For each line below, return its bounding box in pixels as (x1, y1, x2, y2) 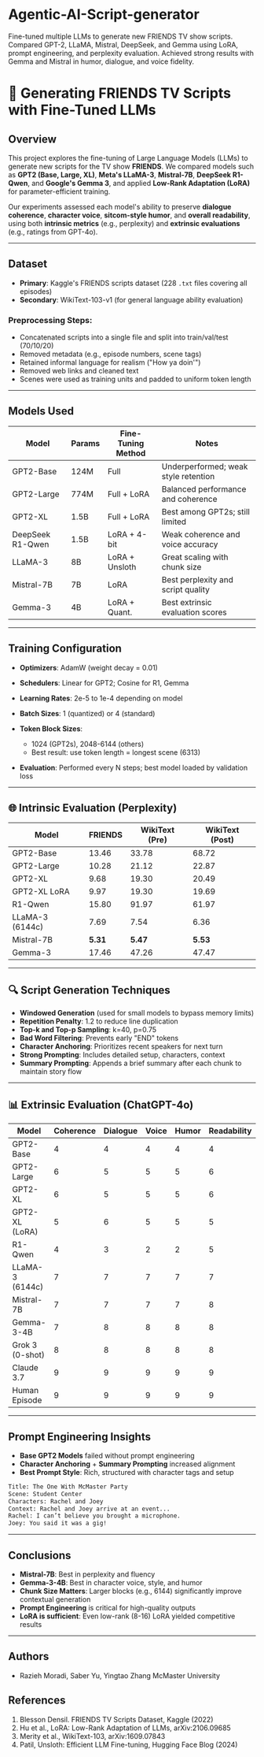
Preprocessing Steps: (8, 314, 93, 325)
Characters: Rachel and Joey (8, 1497, 104, 1506)
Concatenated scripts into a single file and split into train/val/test (19, 332, 229, 342)
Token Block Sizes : (19, 723, 83, 734)
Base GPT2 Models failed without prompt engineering (19, 1451, 195, 1460)
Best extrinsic (161, 596, 212, 607)
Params (70, 437, 101, 448)
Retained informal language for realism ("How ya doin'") (19, 358, 201, 367)
